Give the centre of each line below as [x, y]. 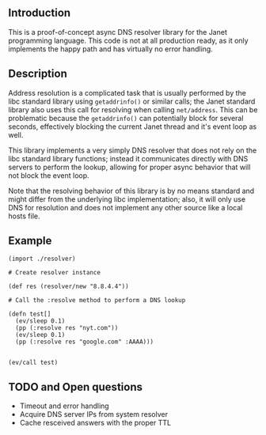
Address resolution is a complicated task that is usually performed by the [127, 93]
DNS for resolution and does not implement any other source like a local [125, 207]
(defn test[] [30, 314]
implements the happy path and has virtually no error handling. [111, 49]
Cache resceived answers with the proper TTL [95, 423]
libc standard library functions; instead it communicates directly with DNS [128, 158]
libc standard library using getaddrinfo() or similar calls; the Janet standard [132, 101]
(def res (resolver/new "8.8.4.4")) [68, 287]
